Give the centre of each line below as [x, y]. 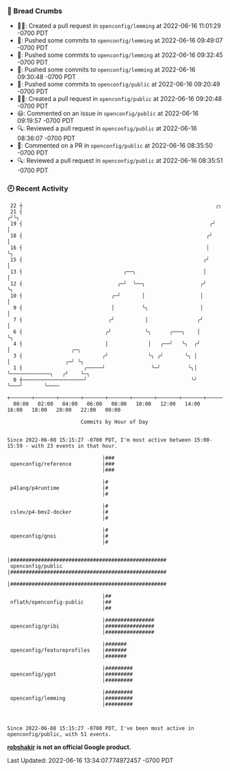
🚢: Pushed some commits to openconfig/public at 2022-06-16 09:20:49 [118, 84]
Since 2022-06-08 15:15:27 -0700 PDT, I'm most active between [99, 440]
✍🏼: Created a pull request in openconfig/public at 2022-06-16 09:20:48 [119, 99]
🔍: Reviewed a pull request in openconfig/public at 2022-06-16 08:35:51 [120, 161]
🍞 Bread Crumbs [35, 11]
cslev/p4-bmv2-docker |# [59, 512]
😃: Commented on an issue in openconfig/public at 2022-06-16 [108, 113]
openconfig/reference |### [62, 464]
